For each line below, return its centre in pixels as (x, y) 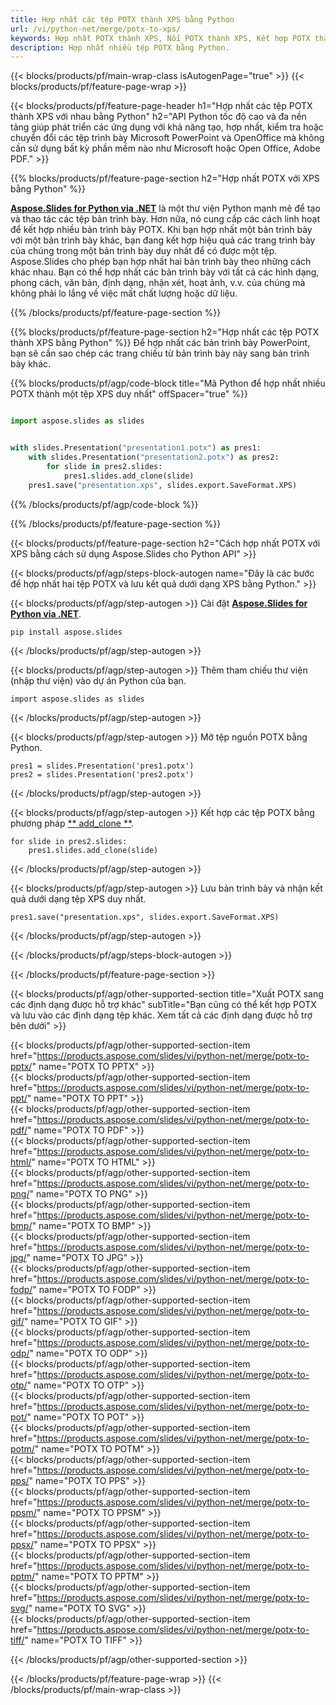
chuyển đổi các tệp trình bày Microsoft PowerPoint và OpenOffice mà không (167, 138)
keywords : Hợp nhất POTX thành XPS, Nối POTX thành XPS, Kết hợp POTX (160, 38)
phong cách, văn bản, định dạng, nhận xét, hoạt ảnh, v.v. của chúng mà (158, 283)
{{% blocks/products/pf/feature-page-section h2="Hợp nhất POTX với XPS (165, 178)
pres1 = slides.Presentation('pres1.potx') (102, 766)
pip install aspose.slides (66, 632)
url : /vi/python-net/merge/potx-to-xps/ (96, 29)
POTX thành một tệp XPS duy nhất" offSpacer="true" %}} (129, 394)
